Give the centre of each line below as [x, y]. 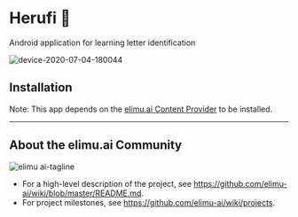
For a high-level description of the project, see [107, 183]
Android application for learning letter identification [102, 43]
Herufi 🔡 [40, 18]
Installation [41, 88]
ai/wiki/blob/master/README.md [82, 193]
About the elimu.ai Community [96, 145]
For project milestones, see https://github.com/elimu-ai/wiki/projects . [149, 202]
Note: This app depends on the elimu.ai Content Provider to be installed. [141, 109]
